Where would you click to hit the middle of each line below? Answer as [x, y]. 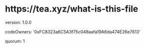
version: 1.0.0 [18, 22]
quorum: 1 [15, 41]
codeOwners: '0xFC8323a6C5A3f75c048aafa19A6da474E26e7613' [73, 32]
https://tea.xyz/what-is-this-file [72, 9]
